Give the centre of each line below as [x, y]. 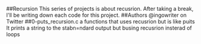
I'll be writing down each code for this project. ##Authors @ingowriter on [97, 15]
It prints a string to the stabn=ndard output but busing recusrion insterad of [99, 28]
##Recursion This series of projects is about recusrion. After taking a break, [100, 9]
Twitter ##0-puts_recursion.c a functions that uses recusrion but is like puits [100, 21]
